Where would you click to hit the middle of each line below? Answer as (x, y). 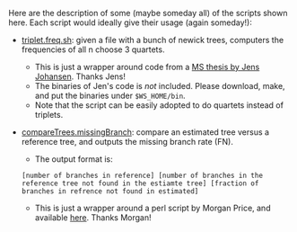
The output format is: (74, 159)
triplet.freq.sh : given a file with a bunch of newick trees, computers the (153, 40)
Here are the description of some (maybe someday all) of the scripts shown (148, 13)
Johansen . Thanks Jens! (80, 76)
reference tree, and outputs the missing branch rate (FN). (127, 142)
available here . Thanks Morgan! (93, 218)
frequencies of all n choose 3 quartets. (93, 49)
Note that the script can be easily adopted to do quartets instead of (159, 105)
